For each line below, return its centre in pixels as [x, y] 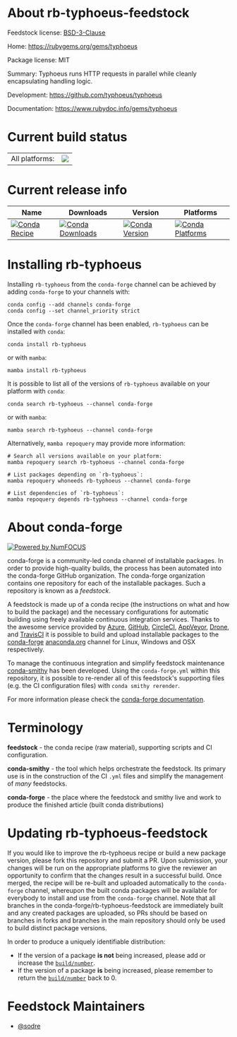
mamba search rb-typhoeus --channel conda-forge [80, 430]
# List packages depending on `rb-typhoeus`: [75, 475]
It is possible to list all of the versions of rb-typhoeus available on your [109, 384]
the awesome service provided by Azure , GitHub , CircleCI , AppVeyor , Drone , [119, 627]
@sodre [29, 1026]
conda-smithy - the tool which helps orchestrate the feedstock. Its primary [117, 769]
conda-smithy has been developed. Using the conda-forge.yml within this [114, 670]
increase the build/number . [56, 963]
